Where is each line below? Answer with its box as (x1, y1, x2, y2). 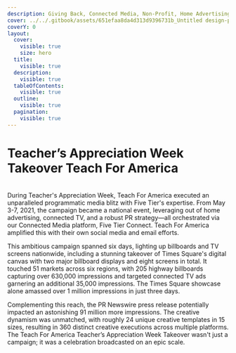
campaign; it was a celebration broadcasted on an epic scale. (7, 338, 185, 346)
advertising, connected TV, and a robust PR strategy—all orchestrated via (7, 213, 220, 222)
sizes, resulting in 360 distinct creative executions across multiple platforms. (7, 323, 229, 331)
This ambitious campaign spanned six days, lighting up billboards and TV (7, 242, 219, 250)
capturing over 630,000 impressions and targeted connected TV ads (7, 271, 206, 280)
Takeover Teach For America (7, 160, 179, 176)
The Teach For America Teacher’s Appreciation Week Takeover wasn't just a (7, 330, 228, 338)
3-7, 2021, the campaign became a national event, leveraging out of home (7, 205, 221, 214)
